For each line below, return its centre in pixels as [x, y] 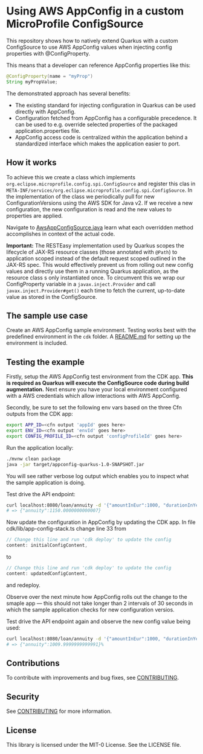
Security [23, 696]
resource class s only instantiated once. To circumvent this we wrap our [96, 277]
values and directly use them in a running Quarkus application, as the [92, 271]
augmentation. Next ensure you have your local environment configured [97, 389]
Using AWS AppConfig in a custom [95, 11]
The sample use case [47, 315]
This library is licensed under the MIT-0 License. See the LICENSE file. [94, 744]
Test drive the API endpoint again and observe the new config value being [98, 621]
